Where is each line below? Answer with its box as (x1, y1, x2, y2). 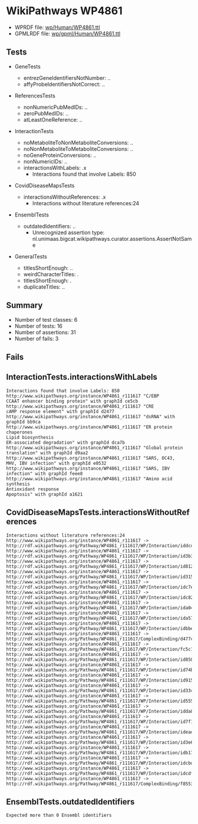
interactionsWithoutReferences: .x (23, 193, 106, 201)
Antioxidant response (6, 486, 60, 492)
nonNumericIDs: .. (23, 158, 68, 165)
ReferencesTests (14, 92, 56, 99)
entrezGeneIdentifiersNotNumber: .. (23, 74, 111, 81)
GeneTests (14, 63, 41, 70)
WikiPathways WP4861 (6, 4, 123, 18)
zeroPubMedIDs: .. (23, 109, 69, 117)
